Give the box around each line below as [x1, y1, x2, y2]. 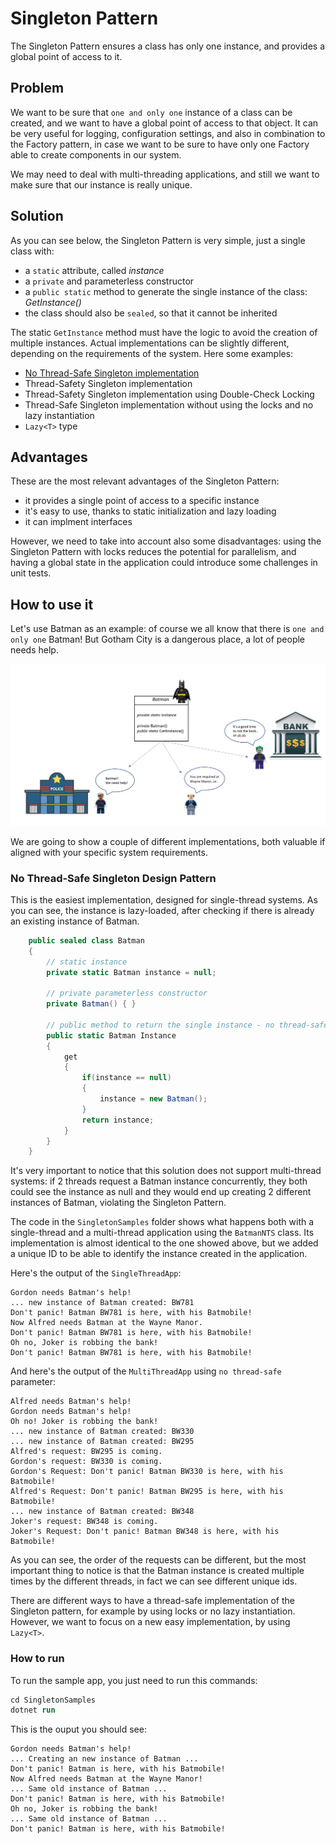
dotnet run [10, 1705, 56, 1716]
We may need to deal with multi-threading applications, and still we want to [10, 168, 320, 180]
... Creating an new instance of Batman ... [10, 1754, 199, 1764]
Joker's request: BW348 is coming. [10, 1517, 159, 1527]
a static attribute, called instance [24, 264, 165, 276]
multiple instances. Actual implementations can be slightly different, [10, 337, 290, 349]
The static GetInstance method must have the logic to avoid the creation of [10, 326, 318, 338]
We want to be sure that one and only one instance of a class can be [10, 106, 293, 118]
